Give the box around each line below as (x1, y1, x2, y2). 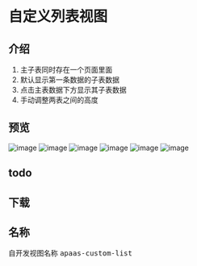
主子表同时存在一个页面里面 (19, 65, 113, 74)
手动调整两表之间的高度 (19, 95, 98, 105)
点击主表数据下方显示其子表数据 (19, 85, 127, 94)
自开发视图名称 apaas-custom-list (8, 248, 133, 258)
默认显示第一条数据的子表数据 (19, 75, 119, 85)
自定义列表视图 (8, 7, 108, 26)
